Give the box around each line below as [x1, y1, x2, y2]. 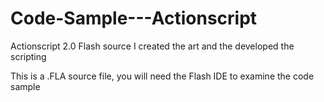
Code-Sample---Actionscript [10, 7, 258, 30]
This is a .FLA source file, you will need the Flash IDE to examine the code [10, 70, 315, 82]
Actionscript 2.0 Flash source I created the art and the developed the [10, 40, 295, 52]
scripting [10, 50, 47, 62]
